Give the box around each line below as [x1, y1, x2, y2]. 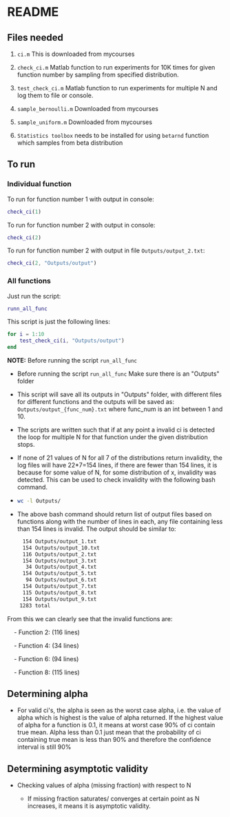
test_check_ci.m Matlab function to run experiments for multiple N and [17, 84, 218, 92]
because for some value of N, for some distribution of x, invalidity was [17, 468, 217, 476]
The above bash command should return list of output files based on [17, 510, 212, 518]
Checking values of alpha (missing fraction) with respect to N [17, 781, 191, 789]
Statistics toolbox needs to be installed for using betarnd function [17, 132, 209, 139]
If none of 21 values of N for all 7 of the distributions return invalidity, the [17, 454, 222, 462]
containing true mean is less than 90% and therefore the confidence [17, 736, 211, 744]
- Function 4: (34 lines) [13, 641, 79, 649]
